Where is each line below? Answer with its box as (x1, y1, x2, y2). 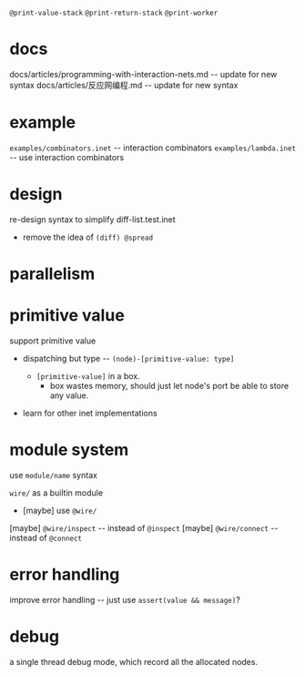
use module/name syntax (9, 469, 98, 480)
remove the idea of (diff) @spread (22, 231, 153, 242)
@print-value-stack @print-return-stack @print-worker (9, 8, 219, 17)
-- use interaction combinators (9, 151, 125, 162)
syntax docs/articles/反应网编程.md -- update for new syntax (9, 79, 239, 90)
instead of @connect (9, 532, 82, 543)
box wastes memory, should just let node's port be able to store (49, 380, 290, 391)
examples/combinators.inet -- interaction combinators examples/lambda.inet (9, 142, 297, 153)
